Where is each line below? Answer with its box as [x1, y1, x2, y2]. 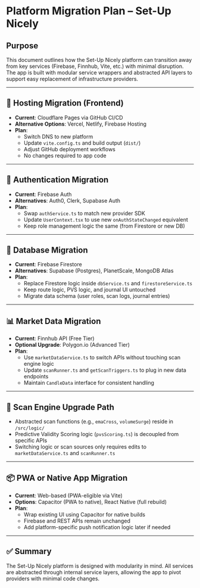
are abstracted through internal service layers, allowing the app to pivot [6, 568, 182, 575]
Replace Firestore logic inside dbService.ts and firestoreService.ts [23, 280, 193, 287]
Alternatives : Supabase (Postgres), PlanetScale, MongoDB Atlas [14, 267, 174, 275]
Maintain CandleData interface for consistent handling [23, 379, 155, 387]
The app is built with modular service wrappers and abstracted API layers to [6, 69, 192, 76]
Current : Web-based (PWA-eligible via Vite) [14, 491, 123, 499]
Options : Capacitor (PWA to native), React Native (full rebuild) [14, 498, 167, 505]
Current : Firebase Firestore [14, 261, 82, 268]
